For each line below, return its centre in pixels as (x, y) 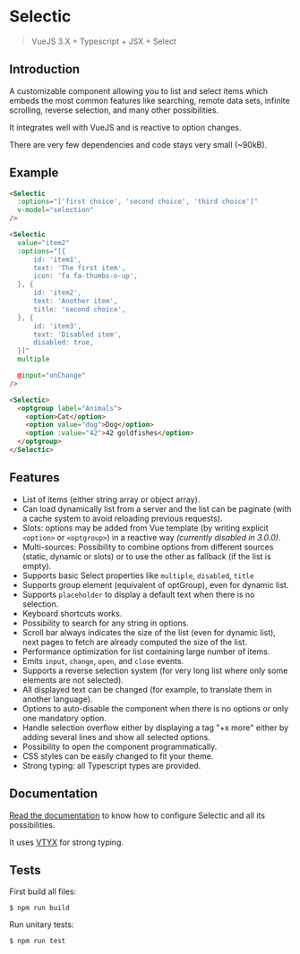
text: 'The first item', (79, 268)
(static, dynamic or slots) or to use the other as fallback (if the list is (146, 556)
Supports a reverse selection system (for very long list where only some (155, 670)
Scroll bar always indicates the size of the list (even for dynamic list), (149, 632)
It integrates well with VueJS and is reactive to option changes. (125, 127)
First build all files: (43, 891)
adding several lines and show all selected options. (116, 737)
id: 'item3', (57, 326)
